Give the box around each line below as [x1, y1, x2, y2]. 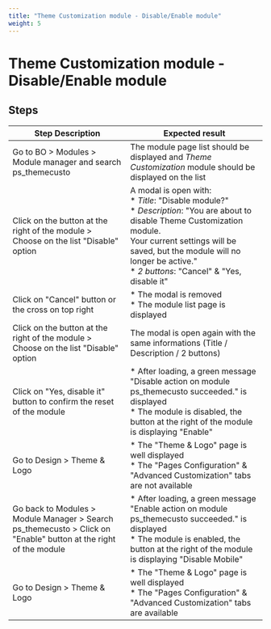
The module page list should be [130, 141, 250, 152]
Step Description [34, 127, 101, 138]
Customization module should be [130, 161, 256, 172]
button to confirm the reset [12, 395, 115, 407]
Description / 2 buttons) [130, 347, 221, 358]
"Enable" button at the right [12, 533, 116, 544]
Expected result [163, 127, 226, 138]
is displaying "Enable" [130, 426, 213, 437]
